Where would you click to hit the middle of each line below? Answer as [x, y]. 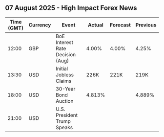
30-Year [66, 89]
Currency [40, 25]
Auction [65, 101]
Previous [146, 25]
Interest [64, 42]
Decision [66, 54]
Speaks [64, 127]
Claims [64, 81]
